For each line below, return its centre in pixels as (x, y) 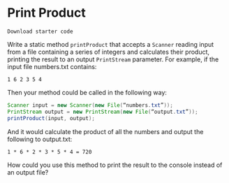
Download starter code (40, 31)
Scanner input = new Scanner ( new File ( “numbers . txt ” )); (90, 105)
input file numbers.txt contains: (52, 66)
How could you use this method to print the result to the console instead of (115, 165)
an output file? (28, 172)
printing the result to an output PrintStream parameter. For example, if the (113, 59)
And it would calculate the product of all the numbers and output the (105, 131)
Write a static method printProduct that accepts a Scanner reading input (111, 44)
